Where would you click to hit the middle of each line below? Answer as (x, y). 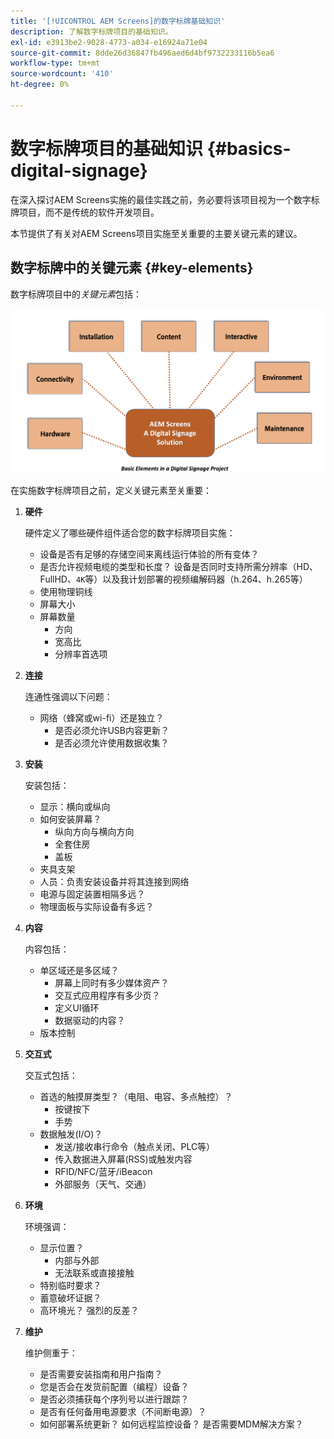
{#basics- (249, 148)
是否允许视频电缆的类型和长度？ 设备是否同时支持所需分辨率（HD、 (179, 566)
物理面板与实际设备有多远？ (97, 906)
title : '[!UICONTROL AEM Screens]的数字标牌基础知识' (118, 21)
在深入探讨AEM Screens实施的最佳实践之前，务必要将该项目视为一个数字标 (165, 199)
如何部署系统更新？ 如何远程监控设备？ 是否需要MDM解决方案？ (171, 1424)
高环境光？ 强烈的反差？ (89, 1310)
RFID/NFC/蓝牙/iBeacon (103, 1171)
